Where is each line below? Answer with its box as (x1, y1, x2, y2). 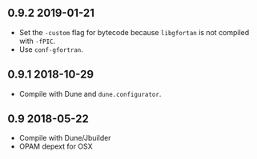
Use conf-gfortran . (18, 44, 83, 54)
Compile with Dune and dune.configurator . (18, 89, 162, 98)
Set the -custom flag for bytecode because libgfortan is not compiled (18, 27, 250, 37)
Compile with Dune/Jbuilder (18, 133, 111, 143)
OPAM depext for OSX (18, 141, 93, 151)
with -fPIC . (18, 36, 56, 46)
